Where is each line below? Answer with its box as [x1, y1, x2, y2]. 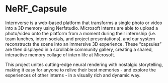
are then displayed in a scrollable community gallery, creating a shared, [5, 46, 153, 52]
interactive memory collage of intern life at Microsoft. [5, 51, 116, 58]
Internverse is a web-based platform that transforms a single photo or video [5, 20, 162, 26]
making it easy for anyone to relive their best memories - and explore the [5, 66, 156, 73]
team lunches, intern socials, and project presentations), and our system [5, 36, 155, 42]
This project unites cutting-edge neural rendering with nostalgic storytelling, [5, 61, 163, 67]
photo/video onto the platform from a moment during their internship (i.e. [5, 30, 156, 36]
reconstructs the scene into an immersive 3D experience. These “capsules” [5, 41, 162, 47]
